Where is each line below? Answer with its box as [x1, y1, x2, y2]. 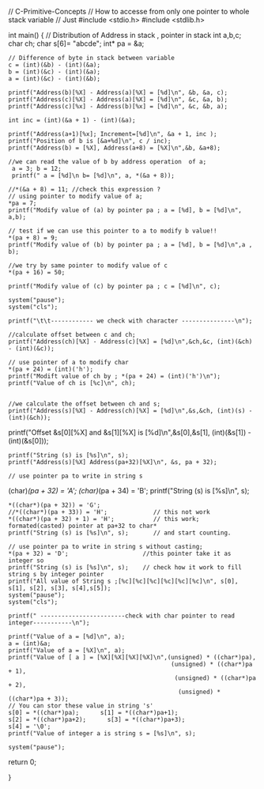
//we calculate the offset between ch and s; [8, 400, 160, 408]
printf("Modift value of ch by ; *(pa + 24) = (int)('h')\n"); [8, 372, 221, 380]
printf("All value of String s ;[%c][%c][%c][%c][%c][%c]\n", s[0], [8, 577, 239, 585]
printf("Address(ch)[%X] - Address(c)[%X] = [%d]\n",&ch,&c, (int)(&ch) [8, 338, 253, 345]
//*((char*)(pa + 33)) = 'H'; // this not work [8, 508, 211, 516]
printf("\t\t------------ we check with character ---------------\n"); [8, 317, 253, 325]
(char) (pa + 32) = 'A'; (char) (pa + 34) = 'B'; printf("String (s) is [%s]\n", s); [8, 486, 250, 495]
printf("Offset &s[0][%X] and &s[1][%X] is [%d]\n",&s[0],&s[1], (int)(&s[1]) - [8, 428, 251, 437]
